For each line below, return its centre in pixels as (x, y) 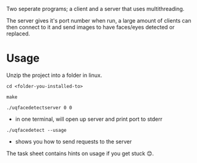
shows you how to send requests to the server (73, 141)
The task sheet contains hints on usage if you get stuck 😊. (80, 153)
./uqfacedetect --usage (37, 130)
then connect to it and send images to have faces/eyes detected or (91, 27)
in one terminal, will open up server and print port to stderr (89, 119)
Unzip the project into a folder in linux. (54, 75)
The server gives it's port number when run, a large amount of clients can (99, 20)
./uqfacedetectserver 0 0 (39, 107)
